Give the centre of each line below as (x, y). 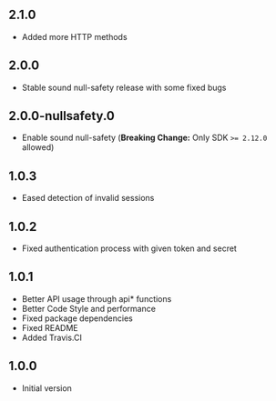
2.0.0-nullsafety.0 (61, 116)
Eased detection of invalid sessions (88, 198)
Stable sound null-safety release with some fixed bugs (124, 87)
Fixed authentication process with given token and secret (129, 248)
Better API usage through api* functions (97, 298)
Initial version (46, 388)
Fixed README (50, 327)
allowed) (38, 147)
